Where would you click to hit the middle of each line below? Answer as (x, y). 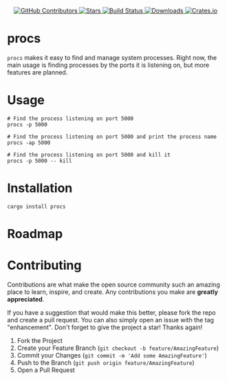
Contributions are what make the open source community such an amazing (113, 284)
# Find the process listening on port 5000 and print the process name (112, 137)
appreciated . (26, 299)
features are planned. (37, 72)
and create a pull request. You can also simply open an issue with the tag (111, 320)
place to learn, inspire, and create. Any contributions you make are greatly (113, 292)
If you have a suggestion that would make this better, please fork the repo (111, 312)
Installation (40, 188)
